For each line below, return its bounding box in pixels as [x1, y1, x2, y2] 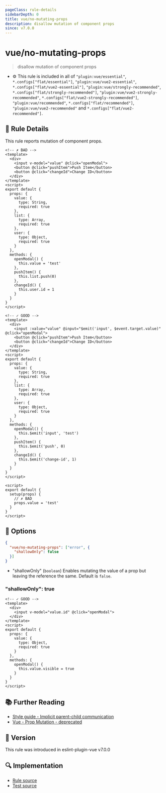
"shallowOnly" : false [14, 550, 59, 555]
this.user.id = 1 [18, 287, 55, 292]
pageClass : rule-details [5, 7, 57, 12]
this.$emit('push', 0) [18, 444, 66, 449]
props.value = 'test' [14, 500, 59, 505]
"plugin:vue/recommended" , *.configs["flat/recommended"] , [12, 100, 135, 106]
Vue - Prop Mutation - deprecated [12, 719, 83, 725]
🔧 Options [5, 527, 36, 536]
